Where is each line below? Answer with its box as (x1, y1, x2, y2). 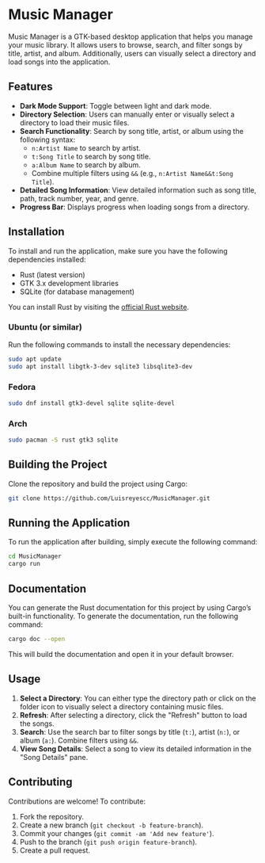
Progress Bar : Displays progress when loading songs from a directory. (19, 202, 250, 212)
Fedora (8, 381, 36, 392)
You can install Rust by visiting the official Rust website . (8, 302, 190, 311)
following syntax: (19, 135, 76, 144)
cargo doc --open (8, 636, 66, 643)
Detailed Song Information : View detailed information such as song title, (19, 185, 257, 195)
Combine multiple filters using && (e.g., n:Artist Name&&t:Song (31, 168, 233, 178)
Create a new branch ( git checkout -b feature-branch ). (19, 820, 204, 830)
